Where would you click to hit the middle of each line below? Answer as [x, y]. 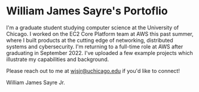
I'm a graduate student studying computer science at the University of [93, 27]
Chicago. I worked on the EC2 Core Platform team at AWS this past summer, [100, 33]
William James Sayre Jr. [36, 82]
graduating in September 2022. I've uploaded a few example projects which [99, 53]
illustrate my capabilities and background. [58, 59]
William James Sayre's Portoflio [87, 11]
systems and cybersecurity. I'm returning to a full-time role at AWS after [95, 47]
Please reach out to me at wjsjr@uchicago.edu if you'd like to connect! [93, 70]
